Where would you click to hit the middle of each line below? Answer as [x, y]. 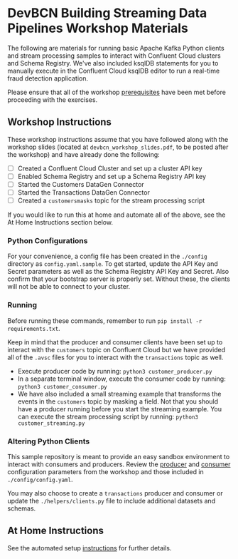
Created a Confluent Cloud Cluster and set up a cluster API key [110, 168]
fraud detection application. [48, 78]
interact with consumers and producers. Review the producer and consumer [119, 464]
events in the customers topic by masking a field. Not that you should [118, 401]
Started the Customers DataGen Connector [81, 184]
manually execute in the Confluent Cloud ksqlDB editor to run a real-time [114, 71]
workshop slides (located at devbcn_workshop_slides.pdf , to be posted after [118, 147]
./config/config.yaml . [40, 479]
